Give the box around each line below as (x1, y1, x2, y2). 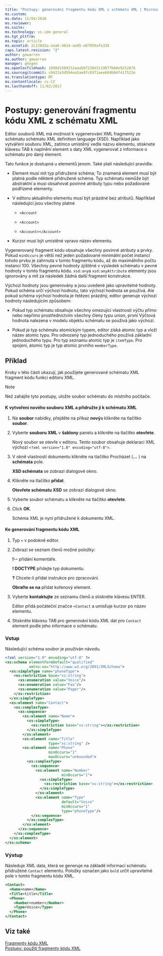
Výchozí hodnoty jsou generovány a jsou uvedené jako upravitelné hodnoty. (5, 282, 157, 289)
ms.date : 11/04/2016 (5, 16, 47, 21)
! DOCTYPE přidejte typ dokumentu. (12, 566, 85, 571)
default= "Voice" (61, 799, 95, 804)
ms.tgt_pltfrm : (5, 34, 36, 39)
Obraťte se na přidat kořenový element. (12, 584, 92, 590)
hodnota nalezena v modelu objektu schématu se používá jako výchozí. (12, 318, 155, 324)
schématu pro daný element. (5, 151, 63, 158)
